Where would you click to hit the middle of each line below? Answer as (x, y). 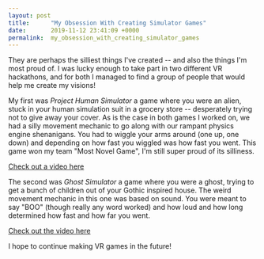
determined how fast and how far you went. (79, 215)
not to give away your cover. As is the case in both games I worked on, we (129, 118)
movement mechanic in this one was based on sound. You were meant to (127, 199)
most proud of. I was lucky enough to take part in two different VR (115, 69)
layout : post (30, 15)
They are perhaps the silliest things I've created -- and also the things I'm (128, 60)
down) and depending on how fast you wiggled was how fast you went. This (132, 143)
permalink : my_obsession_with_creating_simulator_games (104, 38)
